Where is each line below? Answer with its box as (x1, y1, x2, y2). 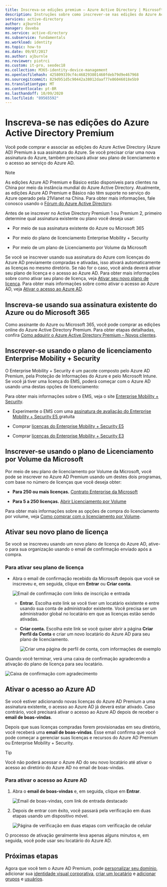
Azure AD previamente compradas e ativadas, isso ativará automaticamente (5, 260, 161, 266)
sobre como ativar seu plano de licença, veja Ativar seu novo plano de (5, 276, 149, 282)
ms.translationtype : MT (5, 81, 55, 86)
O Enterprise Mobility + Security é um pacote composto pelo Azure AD (5, 367, 150, 373)
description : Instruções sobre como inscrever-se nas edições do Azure (5, 12, 157, 17)
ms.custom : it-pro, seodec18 (5, 63, 66, 68)
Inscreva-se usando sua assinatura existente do (5, 300, 158, 309)
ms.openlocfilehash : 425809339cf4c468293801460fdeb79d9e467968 (5, 72, 139, 77)
